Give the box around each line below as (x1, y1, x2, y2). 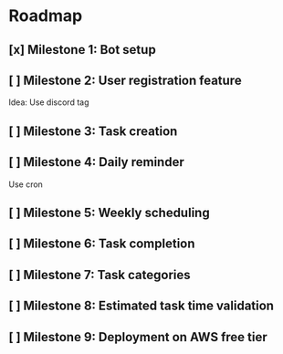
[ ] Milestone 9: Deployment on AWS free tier (8, 329, 268, 345)
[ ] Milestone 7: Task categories (8, 266, 191, 283)
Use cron (8, 179, 43, 190)
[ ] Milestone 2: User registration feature (8, 72, 243, 88)
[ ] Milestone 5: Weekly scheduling (8, 204, 211, 220)
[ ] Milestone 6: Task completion (8, 236, 195, 252)
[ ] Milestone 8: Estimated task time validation (8, 298, 275, 314)
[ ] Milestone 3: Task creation (8, 123, 178, 139)
